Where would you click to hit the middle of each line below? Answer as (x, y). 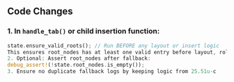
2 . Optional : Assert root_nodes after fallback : (79, 58)
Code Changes (40, 11)
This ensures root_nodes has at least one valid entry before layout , (112, 52)
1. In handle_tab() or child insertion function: (84, 31)
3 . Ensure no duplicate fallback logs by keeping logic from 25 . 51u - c (112, 72)
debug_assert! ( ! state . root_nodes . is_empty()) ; (76, 65)
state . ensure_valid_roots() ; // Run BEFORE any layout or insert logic (113, 46)
